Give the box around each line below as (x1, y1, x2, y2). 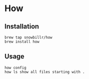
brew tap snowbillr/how (4, 35, 53, 40)
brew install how (4, 39, 40, 44)
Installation (4, 22, 39, 31)
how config (4, 65, 27, 70)
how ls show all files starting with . (4, 69, 85, 74)
